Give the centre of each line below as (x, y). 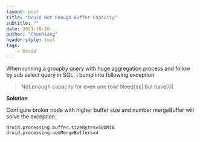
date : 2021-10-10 (28, 29)
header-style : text (31, 40)
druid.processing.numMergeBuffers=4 (52, 133)
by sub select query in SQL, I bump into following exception (80, 75)
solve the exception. (31, 116)
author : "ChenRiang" (32, 34)
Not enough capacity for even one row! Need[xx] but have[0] (97, 86)
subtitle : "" (23, 23)
